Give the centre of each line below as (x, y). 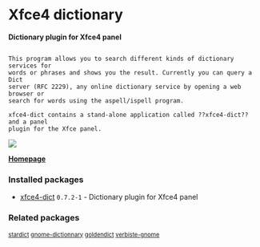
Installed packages (46, 180)
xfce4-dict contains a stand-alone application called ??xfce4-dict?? (128, 115)
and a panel (28, 122)
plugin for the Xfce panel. (55, 129)
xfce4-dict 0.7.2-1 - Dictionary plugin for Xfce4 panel (109, 197)
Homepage (27, 159)
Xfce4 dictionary (66, 15)
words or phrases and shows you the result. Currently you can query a (130, 73)
